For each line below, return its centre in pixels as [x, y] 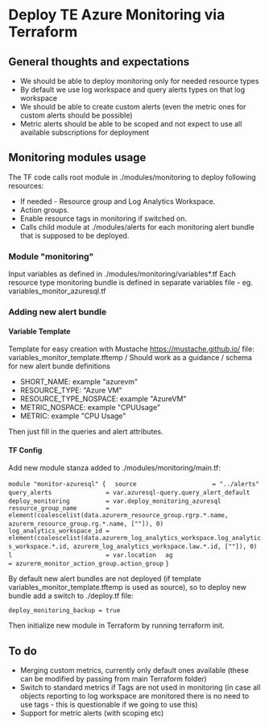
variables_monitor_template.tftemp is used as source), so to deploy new [128, 587]
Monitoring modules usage [77, 158]
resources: [26, 185]
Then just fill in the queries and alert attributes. [86, 432]
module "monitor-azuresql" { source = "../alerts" [134, 484]
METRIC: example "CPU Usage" [73, 416]
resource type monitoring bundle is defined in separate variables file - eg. [131, 283]
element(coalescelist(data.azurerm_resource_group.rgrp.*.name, [118, 516]
